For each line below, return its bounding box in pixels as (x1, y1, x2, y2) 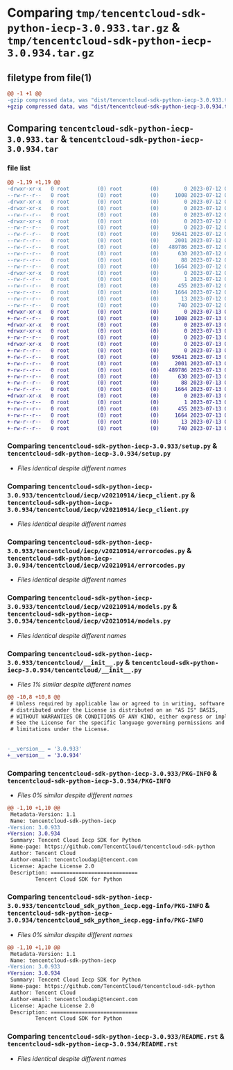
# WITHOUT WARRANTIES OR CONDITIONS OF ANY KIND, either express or (10, 713, 213, 720)
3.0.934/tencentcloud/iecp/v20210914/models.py (7, 617, 171, 625)
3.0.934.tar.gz (7, 47, 95, 60)
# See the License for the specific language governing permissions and (10, 719, 225, 726)
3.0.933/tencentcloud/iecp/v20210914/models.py (7, 603, 171, 611)
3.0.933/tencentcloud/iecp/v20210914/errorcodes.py (7, 547, 186, 554)
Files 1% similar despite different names (17, 680, 132, 688)
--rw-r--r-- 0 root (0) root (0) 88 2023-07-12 (7, 256, 222, 264)
